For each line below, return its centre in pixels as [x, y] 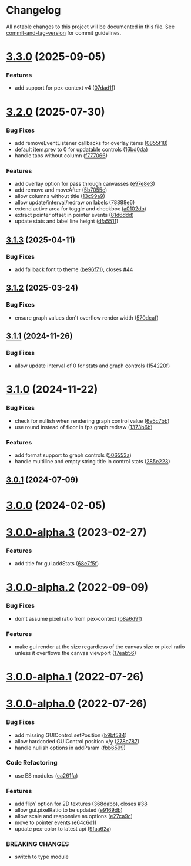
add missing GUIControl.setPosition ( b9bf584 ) [71, 735]
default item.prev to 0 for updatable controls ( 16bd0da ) [81, 149]
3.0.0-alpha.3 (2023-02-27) [76, 532]
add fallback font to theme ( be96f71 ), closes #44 [74, 269]
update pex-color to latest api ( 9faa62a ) [63, 829]
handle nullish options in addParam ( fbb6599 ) [70, 748]
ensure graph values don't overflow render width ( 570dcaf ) [86, 317]
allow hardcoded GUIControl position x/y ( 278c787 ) [77, 741]
